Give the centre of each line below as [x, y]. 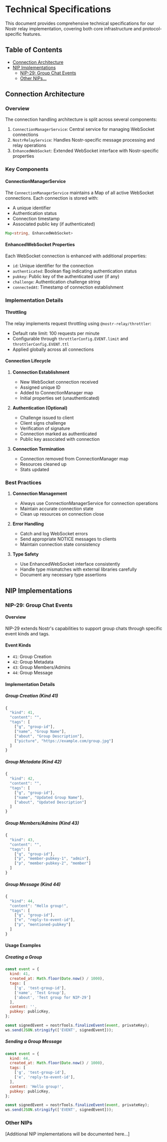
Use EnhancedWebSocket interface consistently [70, 564]
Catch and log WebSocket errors [54, 534]
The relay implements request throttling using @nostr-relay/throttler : [78, 323]
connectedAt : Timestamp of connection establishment [68, 287]
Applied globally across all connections [53, 349]
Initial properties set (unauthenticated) [60, 398]
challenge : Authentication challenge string [56, 282]
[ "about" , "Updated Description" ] [50, 802]
